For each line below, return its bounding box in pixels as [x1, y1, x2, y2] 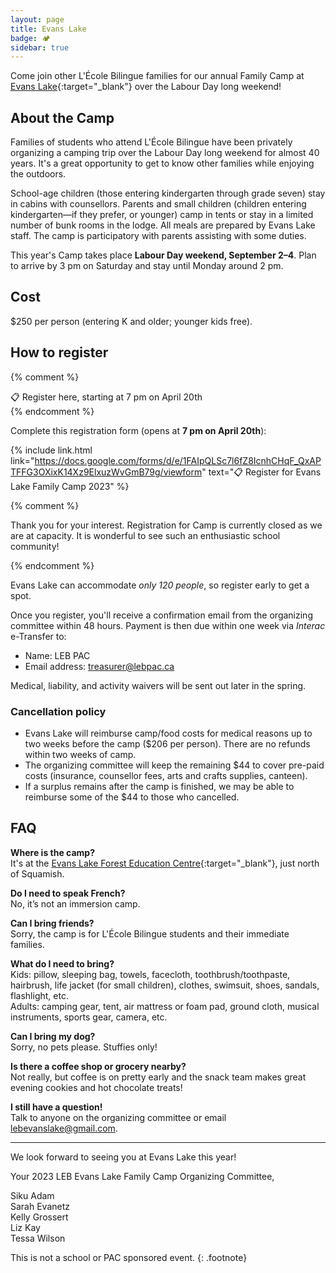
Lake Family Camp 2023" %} [10, 480, 130, 492]
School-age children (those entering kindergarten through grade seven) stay [10, 187, 326, 200]
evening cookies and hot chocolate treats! [10, 1081, 183, 1093]
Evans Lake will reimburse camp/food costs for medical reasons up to [24, 727, 313, 739]
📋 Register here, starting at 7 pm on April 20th [10, 391, 203, 403]
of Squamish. [10, 867, 65, 880]
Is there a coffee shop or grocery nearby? [10, 1060, 187, 1072]
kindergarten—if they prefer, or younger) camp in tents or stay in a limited [10, 209, 314, 221]
